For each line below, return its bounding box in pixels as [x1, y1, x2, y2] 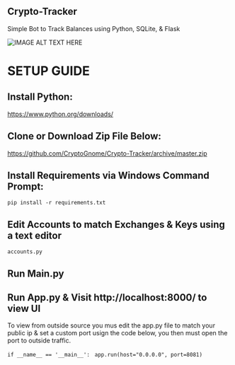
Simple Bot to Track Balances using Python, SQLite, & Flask [7, 24, 180, 33]
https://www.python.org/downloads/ [7, 110, 114, 118]
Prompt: [7, 180, 44, 193]
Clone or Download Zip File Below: [7, 130, 161, 142]
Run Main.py [7, 267, 64, 279]
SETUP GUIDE [7, 63, 90, 79]
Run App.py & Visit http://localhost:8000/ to [7, 291, 207, 303]
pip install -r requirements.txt [7, 199, 106, 207]
